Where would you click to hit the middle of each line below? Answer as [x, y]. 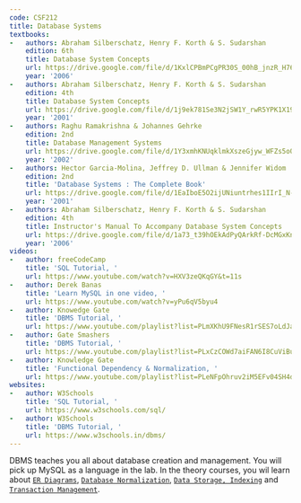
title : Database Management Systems [94, 143]
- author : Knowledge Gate [62, 360]
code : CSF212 [34, 18]
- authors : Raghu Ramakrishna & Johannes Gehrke [106, 127]
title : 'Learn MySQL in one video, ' [96, 293]
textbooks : [30, 34]
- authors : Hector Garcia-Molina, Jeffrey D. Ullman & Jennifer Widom [148, 168]
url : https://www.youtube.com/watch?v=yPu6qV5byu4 [122, 302]
